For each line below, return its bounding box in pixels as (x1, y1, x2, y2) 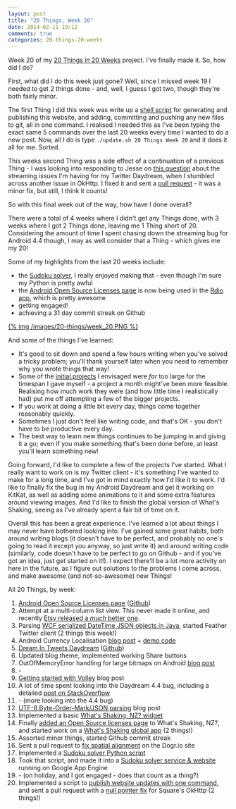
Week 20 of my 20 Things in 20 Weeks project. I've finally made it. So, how (8, 56, 226, 64)
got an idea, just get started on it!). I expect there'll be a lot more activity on (8, 557, 227, 565)
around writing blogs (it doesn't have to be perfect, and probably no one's (8, 534, 223, 543)
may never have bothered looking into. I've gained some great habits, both (8, 526, 224, 536)
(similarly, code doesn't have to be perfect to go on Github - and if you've (8, 549, 221, 557)
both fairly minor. (8, 92, 58, 101)
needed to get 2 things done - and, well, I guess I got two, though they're (8, 85, 221, 93)
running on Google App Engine (18, 764, 108, 772)
